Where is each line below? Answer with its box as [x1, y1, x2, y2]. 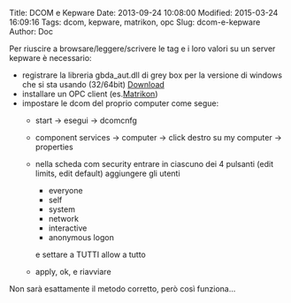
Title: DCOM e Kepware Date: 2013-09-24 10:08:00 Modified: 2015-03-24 [9, 8, 279, 18]
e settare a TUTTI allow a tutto [34, 249, 146, 260]
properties [34, 141, 73, 152]
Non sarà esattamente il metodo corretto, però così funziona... [9, 284, 236, 294]
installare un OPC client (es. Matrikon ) [21, 88, 158, 99]
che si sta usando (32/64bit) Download [21, 80, 165, 89]
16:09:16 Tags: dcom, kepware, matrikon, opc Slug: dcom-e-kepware [9, 17, 261, 27]
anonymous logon [48, 232, 115, 242]
